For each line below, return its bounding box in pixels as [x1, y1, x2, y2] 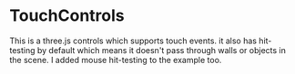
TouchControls [9, 5, 125, 26]
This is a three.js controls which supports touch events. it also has [9, 35, 258, 46]
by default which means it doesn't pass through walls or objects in [36, 44, 287, 55]
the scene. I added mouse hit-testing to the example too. [9, 54, 222, 65]
